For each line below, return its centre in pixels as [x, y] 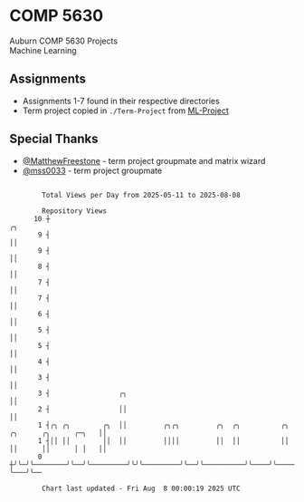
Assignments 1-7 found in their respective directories [121, 101]
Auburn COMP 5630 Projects [64, 41]
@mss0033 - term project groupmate [92, 170]
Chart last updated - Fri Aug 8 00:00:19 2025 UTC [142, 488]
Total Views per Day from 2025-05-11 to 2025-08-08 [142, 195]
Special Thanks [54, 139]
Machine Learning [43, 50]
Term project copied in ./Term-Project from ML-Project [125, 111]
